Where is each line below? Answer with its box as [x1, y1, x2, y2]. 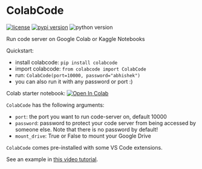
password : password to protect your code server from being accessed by [15, 119, 197, 127]
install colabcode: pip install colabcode [15, 59, 118, 66]
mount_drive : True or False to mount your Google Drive [15, 132, 151, 139]
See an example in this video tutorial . [6, 155, 99, 163]
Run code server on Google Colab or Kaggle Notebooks [6, 35, 145, 42]
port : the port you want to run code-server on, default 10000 [15, 113, 168, 120]
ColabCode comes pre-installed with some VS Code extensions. [6, 144, 163, 151]
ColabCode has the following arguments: [6, 101, 105, 109]
